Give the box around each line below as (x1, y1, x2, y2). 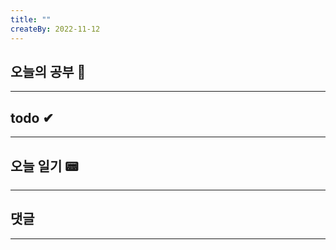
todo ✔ (10, 109, 55, 126)
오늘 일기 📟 (10, 157, 79, 175)
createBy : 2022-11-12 (10, 24, 101, 34)
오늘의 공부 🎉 (10, 63, 87, 80)
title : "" (10, 14, 52, 25)
